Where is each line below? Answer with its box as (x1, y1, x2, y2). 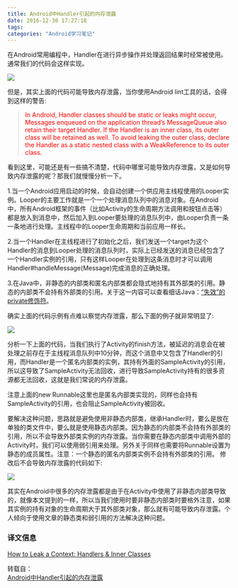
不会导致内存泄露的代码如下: (19, 458, 103, 468)
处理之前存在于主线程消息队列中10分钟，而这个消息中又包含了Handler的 (7, 349, 217, 358)
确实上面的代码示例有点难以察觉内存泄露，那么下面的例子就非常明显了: (7, 312, 215, 320)
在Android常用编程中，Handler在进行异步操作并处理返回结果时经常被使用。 (7, 50, 227, 59)
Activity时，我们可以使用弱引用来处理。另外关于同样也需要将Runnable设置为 (7, 441, 231, 450)
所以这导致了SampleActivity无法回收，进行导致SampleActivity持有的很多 (7, 366, 219, 375)
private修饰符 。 (7, 297, 53, 305)
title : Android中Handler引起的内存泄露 (7, 10, 117, 18)
